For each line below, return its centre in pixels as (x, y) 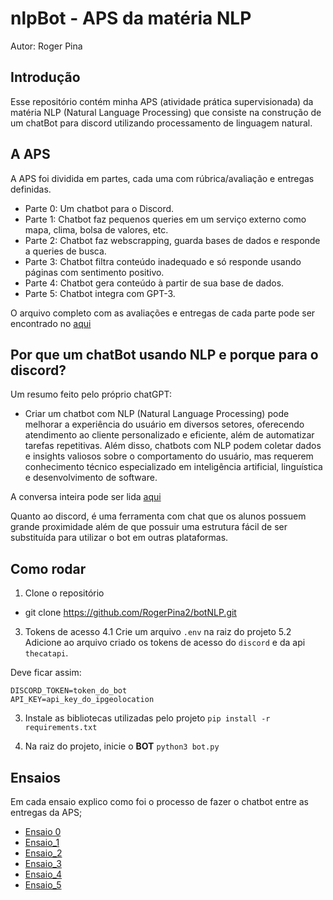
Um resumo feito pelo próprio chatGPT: (91, 394)
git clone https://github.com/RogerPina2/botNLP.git (130, 613)
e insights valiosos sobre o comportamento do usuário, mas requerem (169, 456)
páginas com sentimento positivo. (94, 272)
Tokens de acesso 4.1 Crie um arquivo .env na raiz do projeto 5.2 (158, 632)
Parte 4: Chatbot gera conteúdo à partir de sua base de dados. (154, 283)
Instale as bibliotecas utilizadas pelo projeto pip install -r (147, 718)
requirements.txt (61, 728)
